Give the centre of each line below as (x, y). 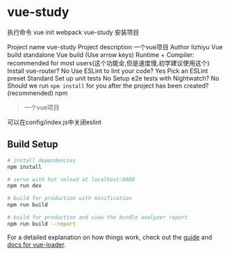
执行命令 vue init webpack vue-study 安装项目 (73, 32)
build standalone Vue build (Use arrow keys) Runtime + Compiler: (101, 55)
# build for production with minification (69, 199)
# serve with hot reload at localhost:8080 (71, 179)
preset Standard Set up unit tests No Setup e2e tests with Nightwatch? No (113, 78)
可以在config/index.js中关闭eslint (55, 122)
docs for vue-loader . (36, 245)
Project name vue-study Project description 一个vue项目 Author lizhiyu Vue (115, 47)
